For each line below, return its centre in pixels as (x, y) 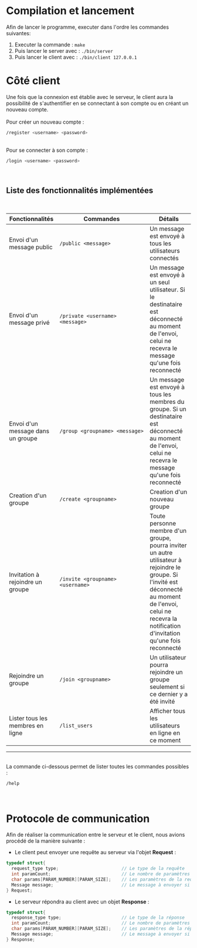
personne (163, 524)
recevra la (163, 619)
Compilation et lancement (70, 11)
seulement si (167, 687)
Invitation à (24, 575)
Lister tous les (28, 718)
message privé (29, 322)
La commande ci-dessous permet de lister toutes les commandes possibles (98, 767)
